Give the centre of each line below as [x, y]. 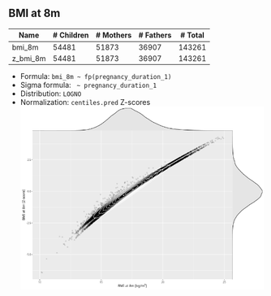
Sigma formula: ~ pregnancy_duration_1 [88, 85]
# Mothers [114, 35]
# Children [71, 35]
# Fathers [155, 35]
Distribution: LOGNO [51, 94]
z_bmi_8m [29, 58]
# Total [192, 35]
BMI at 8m [34, 13]
